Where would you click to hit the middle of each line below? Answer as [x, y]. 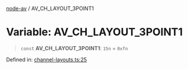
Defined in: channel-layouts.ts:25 [46, 59]
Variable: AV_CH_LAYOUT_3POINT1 [95, 32]
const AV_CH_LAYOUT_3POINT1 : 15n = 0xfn [74, 48]
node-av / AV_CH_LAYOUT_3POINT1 [50, 8]
